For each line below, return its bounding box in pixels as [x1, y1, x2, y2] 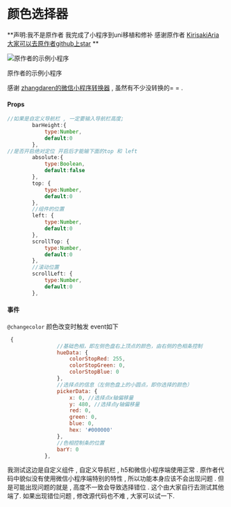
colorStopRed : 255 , [69, 356, 126, 363]
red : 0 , [69, 407, 92, 414]
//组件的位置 [32, 206, 65, 213]
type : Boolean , [44, 160, 85, 167]
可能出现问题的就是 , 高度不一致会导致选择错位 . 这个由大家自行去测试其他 [12, 483, 224, 492]
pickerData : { [56, 388, 98, 394]
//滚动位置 [32, 264, 60, 271]
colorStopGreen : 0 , [69, 362, 126, 369]
